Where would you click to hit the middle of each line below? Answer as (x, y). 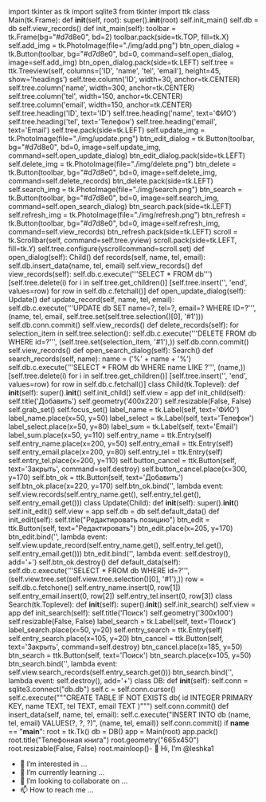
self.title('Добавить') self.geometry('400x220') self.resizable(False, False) (130, 401)
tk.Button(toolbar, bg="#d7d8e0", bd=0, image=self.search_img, (113, 198)
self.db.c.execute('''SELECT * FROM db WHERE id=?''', (99, 570)
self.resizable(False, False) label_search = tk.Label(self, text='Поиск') (122, 621)
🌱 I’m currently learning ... (62, 772)
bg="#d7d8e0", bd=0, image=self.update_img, (84, 147)
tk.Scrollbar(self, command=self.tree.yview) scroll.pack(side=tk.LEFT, (123, 240)
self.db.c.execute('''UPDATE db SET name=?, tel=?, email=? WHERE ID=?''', (132, 308)
